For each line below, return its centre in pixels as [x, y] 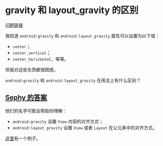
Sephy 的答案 [26, 98]
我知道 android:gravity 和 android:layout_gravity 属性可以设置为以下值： [83, 36]
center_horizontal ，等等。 [40, 59]
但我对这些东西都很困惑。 [32, 69]
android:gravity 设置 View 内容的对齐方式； [58, 121]
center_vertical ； [32, 53]
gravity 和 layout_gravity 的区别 [72, 10]
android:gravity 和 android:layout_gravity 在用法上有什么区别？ [73, 80]
